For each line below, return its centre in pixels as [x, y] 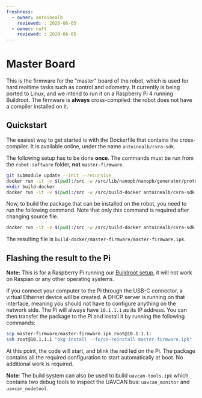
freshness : [20, 12]
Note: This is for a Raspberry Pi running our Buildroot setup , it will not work [99, 273]
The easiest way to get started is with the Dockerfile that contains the [92, 140]
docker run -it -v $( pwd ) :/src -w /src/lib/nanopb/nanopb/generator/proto [102, 181]
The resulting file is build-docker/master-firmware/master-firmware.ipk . [96, 239]
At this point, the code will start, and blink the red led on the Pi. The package [101, 351]
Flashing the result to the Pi [59, 258]
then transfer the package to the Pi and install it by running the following [96, 317]
